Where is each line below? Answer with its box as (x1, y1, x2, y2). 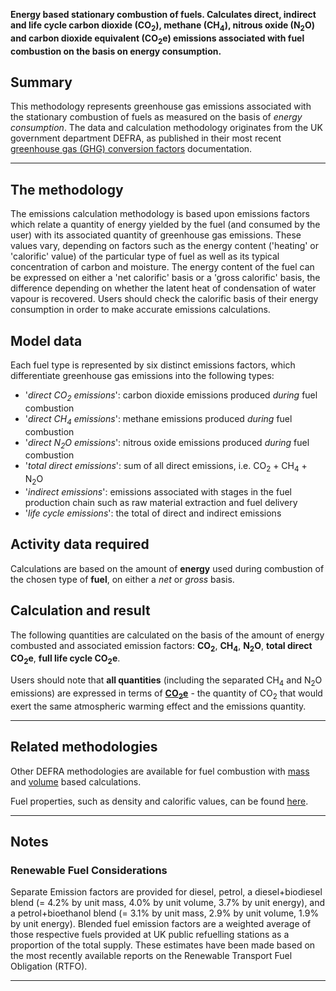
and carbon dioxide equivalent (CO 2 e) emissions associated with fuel (10, 32, 305, 46)
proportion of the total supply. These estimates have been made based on (10, 939, 316, 951)
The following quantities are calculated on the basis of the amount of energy (10, 629, 325, 641)
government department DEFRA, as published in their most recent (10, 132, 282, 144)
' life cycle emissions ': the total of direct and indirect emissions (24, 507, 282, 519)
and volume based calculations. (10, 775, 142, 788)
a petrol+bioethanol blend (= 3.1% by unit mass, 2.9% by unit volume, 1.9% (10, 907, 320, 919)
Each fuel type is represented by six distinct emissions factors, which (10, 359, 296, 371)
